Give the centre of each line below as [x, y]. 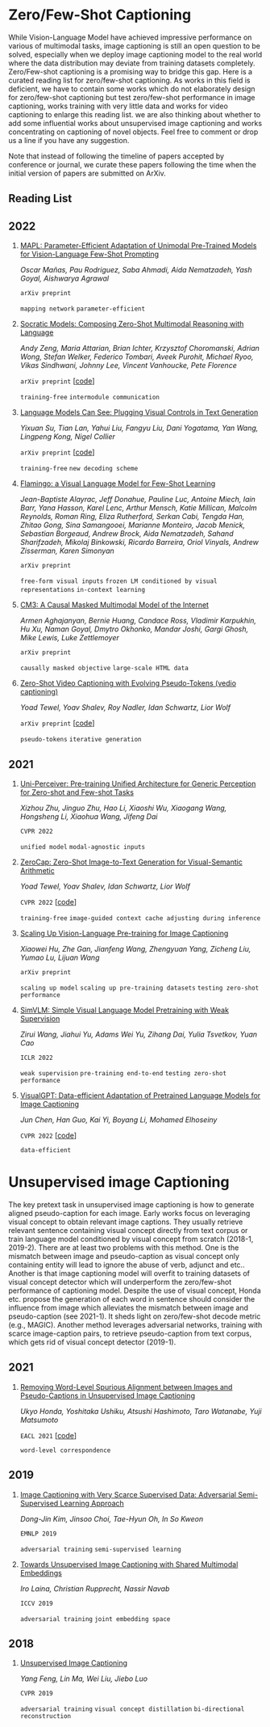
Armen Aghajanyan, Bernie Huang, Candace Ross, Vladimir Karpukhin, [138, 621]
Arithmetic [37, 870]
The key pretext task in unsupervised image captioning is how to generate [131, 1204]
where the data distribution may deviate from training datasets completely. [132, 63]
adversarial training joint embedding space [95, 1619]
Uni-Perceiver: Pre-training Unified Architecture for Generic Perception [138, 783]
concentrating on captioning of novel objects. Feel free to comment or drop [133, 132]
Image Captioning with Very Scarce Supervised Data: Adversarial [128, 1494]
